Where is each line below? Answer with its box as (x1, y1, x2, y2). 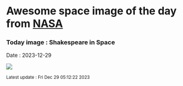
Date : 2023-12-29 (6, 52, 52, 59)
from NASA (6, 17, 63, 30)
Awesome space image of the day (6, 4, 177, 18)
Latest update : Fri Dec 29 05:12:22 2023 (6, 75, 91, 81)
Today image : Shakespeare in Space (6, 38, 115, 47)
